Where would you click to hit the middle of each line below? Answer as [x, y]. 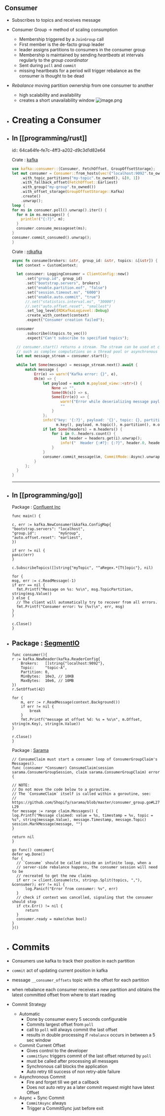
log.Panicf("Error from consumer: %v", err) [71, 889]
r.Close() [22, 737]
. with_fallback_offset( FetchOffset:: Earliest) [69, 183]
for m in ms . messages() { [43, 215]
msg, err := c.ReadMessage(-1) [44, 581]
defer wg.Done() [28, 854]
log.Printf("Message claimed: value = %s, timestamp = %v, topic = [82, 815]
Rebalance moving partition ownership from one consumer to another [82, 85]
